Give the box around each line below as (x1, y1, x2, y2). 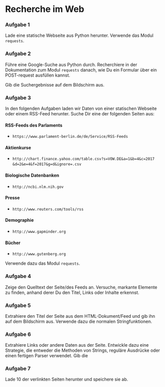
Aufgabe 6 (5, 331, 31, 338)
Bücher (5, 240, 21, 246)
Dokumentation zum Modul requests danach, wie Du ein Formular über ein (5, 67, 157, 73)
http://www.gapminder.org (12, 229, 66, 234)
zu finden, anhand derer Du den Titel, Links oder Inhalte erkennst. (5, 290, 140, 295)
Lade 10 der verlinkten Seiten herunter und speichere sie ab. (5, 377, 128, 383)
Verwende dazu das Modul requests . (5, 260, 80, 267)
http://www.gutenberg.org (12, 252, 66, 257)
